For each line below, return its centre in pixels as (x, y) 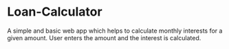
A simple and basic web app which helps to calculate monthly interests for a (115, 31)
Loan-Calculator (55, 12)
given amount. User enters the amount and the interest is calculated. (104, 37)
